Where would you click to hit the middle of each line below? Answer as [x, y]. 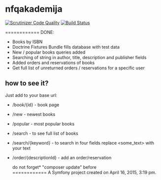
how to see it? [27, 83]
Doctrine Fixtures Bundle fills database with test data [66, 47]
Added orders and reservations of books [53, 62]
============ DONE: [30, 32]
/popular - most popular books [43, 123]
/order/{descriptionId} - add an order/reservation [62, 157]
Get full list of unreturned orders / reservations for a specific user [79, 68]
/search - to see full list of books [45, 133]
